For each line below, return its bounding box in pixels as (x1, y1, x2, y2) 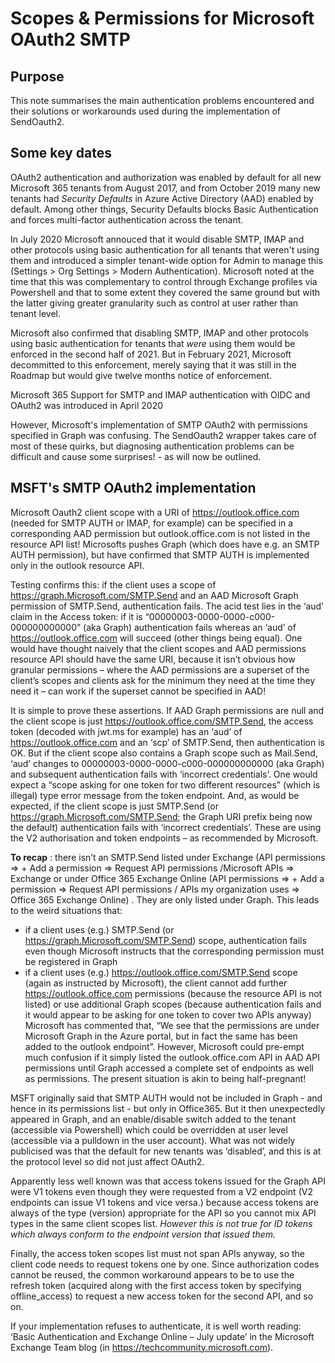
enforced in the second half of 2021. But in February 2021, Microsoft (10, 348, 292, 360)
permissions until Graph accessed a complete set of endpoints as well (24, 1062, 314, 1074)
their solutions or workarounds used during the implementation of (10, 105, 282, 117)
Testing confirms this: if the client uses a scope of (10, 578, 217, 591)
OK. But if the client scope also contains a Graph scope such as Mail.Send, (10, 747, 318, 759)
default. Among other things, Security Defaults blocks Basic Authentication (10, 203, 319, 215)
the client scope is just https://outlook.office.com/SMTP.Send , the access (10, 715, 314, 727)
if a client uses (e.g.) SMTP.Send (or (24, 923, 175, 936)
